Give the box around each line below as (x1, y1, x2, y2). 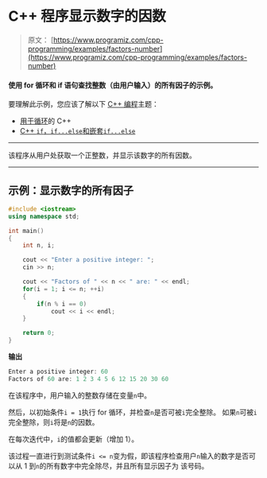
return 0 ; (22, 329, 56, 337)
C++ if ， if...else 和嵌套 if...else (19, 126, 136, 136)
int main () (8, 227, 44, 235)
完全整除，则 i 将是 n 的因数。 (8, 417, 99, 426)
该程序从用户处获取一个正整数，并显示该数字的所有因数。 (8, 150, 196, 160)
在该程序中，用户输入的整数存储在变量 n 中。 (8, 391, 152, 400)
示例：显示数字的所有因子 (8, 184, 133, 197)
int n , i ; (22, 242, 56, 250)
